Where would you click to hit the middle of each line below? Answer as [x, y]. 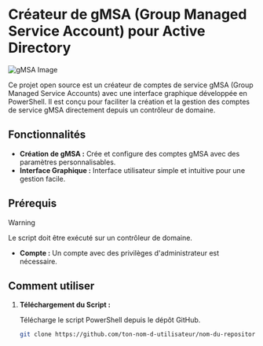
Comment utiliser [51, 286]
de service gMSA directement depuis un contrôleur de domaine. [112, 110]
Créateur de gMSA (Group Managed [128, 15]
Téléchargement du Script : [65, 305]
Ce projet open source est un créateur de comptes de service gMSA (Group [131, 85]
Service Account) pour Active [107, 31]
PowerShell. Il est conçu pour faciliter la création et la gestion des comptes [129, 101]
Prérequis [33, 203]
